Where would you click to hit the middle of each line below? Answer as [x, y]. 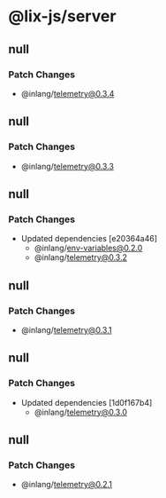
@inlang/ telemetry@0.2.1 [66, 485]
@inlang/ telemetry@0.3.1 [66, 329]
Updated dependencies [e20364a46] [89, 239]
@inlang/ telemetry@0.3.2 [81, 257]
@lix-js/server [62, 16]
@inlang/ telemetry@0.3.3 [67, 166]
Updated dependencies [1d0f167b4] [87, 402]
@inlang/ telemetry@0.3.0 [80, 412]
